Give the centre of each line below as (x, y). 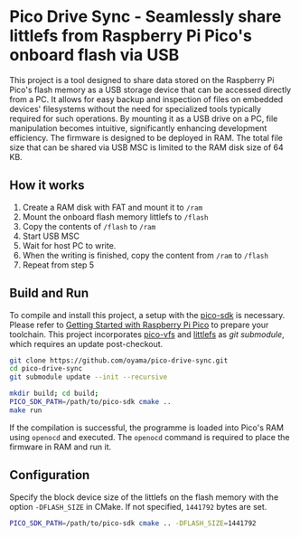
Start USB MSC (51, 236)
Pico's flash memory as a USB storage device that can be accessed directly (150, 89)
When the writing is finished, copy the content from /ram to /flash (145, 255)
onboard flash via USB (94, 55)
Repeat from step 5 (58, 265)
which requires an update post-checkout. (86, 344)
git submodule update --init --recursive (89, 377)
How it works (47, 186)
